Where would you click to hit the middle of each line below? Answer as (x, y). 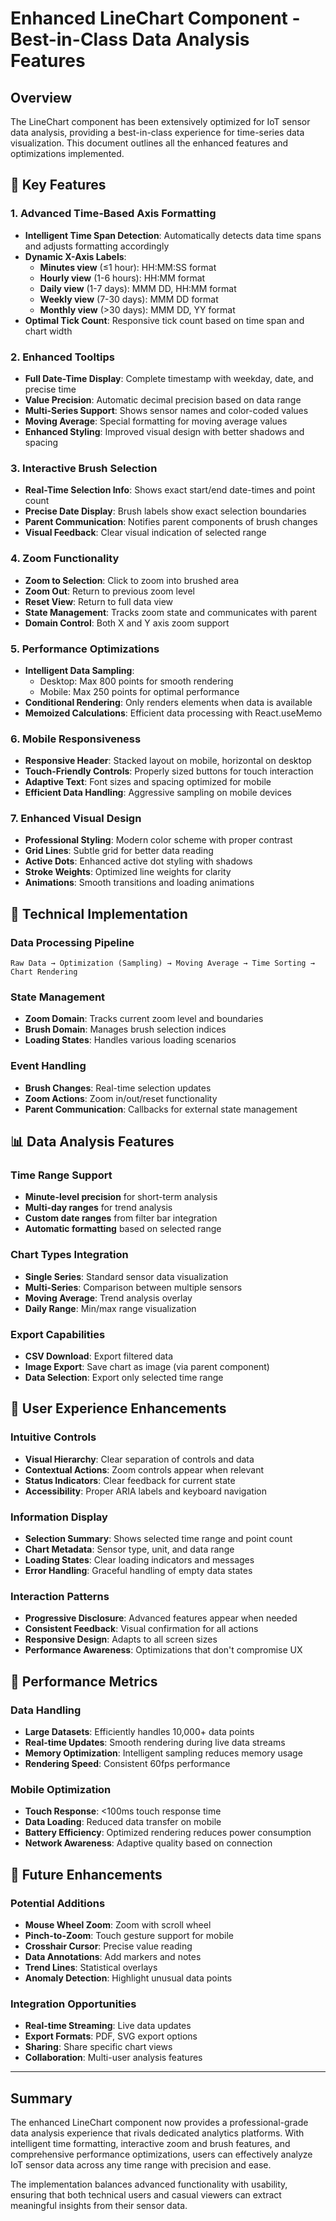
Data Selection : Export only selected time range (124, 1378)
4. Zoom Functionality (65, 559)
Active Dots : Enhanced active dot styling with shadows (138, 861)
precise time (50, 389)
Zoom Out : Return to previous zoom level (109, 591)
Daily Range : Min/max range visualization (110, 1308)
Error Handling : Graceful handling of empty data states (138, 1571)
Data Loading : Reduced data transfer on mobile (123, 1822)
